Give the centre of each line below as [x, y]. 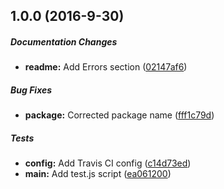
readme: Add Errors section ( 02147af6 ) [106, 67]
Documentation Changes [64, 41]
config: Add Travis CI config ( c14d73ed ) [108, 163]
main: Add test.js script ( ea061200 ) [98, 174]
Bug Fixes [31, 90]
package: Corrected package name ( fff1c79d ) [119, 115]
